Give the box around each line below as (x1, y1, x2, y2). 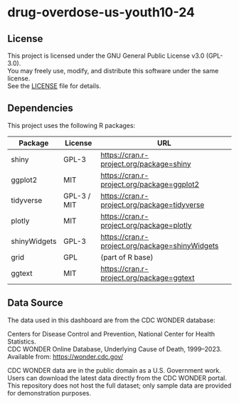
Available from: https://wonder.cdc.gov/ (7, 352, 123, 361)
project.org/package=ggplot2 (100, 179, 200, 189)
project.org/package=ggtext (100, 272, 195, 282)
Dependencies (7, 102, 73, 115)
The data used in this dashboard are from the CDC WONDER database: (7, 316, 216, 324)
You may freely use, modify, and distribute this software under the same (7, 67, 219, 75)
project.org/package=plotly (100, 220, 192, 230)
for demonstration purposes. (7, 388, 91, 397)
